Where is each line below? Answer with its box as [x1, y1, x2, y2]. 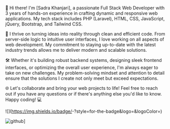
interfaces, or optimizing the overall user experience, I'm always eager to [5, 64, 159, 71]
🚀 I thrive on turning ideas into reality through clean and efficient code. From [5, 31, 165, 37]
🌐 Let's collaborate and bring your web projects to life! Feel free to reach [5, 85, 158, 91]
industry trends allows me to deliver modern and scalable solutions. [5, 47, 147, 53]
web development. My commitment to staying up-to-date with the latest [5, 42, 156, 48]
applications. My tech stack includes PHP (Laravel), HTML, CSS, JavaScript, [5, 16, 165, 21]
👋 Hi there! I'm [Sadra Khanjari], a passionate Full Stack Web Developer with [5, 5, 165, 11]
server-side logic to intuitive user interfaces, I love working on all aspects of [5, 36, 164, 42]
